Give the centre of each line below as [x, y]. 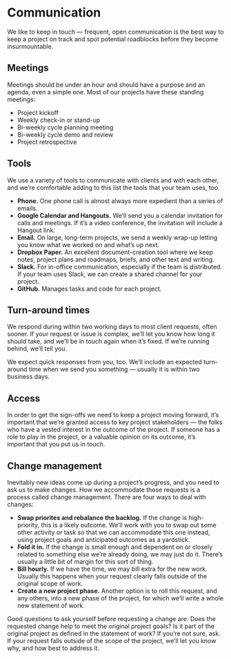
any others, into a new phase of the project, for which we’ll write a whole [120, 598]
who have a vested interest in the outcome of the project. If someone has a [114, 430]
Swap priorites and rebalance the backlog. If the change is [102, 517]
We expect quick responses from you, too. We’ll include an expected [104, 362]
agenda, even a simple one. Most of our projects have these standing [106, 92]
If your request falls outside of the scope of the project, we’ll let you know [112, 641]
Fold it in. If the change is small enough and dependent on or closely [115, 547]
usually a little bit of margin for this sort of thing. [85, 562]
